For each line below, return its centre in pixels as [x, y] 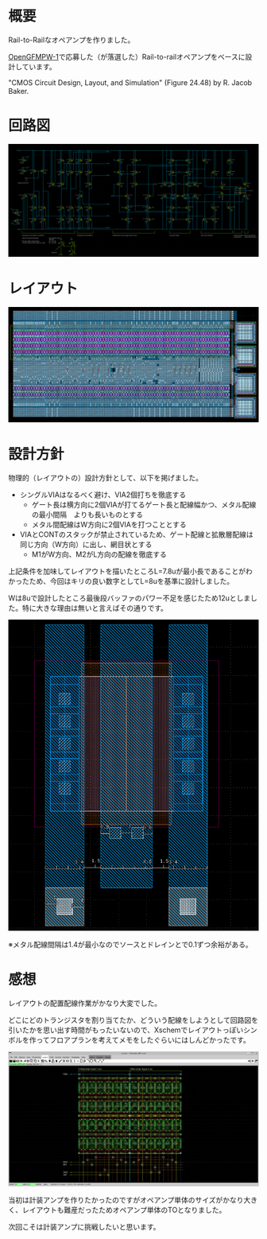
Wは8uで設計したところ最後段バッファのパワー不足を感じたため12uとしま [130, 598]
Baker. [19, 91]
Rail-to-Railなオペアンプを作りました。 [72, 40]
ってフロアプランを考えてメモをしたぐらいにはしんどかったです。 [143, 1040]
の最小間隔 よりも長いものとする [87, 515]
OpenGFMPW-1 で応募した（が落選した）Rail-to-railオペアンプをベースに [127, 56]
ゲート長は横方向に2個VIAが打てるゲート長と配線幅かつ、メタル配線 [144, 504]
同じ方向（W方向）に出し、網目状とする [86, 544]
